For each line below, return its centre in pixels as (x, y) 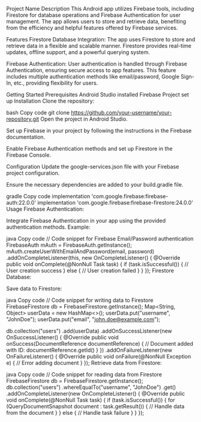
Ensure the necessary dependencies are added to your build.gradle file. (95, 185)
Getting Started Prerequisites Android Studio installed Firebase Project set (97, 95)
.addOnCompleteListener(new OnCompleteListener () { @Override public (96, 393)
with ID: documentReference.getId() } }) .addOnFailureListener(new (89, 350)
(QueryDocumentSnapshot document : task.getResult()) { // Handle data (95, 406)
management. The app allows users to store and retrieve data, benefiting (96, 21)
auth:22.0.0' (21, 203)
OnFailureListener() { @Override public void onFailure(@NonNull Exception (99, 356)
